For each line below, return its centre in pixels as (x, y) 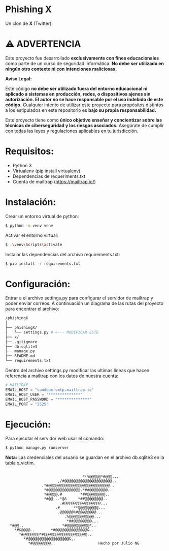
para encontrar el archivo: (32, 309)
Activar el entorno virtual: (32, 235)
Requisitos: (30, 151)
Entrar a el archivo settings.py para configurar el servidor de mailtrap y (79, 298)
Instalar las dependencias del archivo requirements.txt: (63, 254)
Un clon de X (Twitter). (29, 23)
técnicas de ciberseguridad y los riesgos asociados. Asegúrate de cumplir (84, 125)
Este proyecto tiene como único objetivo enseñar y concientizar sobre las (84, 120)
